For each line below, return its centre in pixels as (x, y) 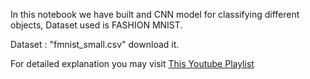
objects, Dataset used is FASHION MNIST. (96, 25)
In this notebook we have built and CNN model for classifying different (155, 14)
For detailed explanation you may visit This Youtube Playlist (132, 63)
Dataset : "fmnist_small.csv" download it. (95, 44)
